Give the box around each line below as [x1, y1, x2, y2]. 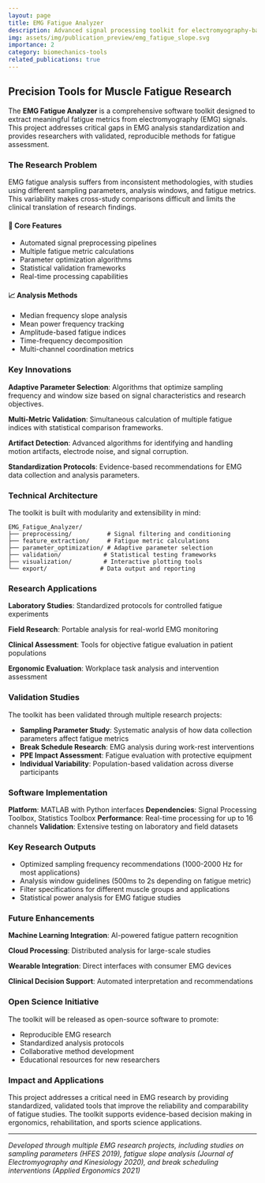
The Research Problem [8, 159, 97, 170]
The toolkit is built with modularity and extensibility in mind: [8, 508, 201, 517]
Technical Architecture [8, 489, 99, 501]
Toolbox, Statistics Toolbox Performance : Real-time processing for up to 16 [8, 813, 254, 822]
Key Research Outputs [8, 841, 96, 852]
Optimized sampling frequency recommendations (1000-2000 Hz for [19, 860, 243, 869]
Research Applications [8, 583, 97, 594]
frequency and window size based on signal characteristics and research [8, 391, 246, 400]
